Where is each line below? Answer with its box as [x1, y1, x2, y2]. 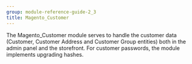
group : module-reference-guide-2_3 [6, 9, 97, 15]
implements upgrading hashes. [6, 51, 84, 58]
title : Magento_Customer [6, 15, 69, 21]
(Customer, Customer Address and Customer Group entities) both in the [6, 38, 187, 45]
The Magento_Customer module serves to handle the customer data [6, 31, 177, 38]
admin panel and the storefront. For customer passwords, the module [6, 44, 180, 52]
